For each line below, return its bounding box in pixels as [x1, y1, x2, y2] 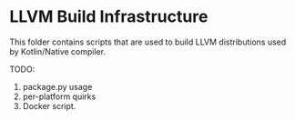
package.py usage [22, 81, 93, 92]
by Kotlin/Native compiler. [9, 45, 107, 56]
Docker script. [22, 100, 76, 111]
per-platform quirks [22, 91, 97, 102]
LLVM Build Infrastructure [9, 6, 209, 27]
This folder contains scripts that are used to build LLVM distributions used [9, 36, 287, 47]
